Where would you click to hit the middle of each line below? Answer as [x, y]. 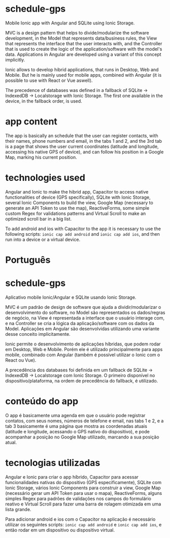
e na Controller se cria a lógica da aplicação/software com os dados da [80, 323]
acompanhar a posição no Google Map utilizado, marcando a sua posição [82, 437]
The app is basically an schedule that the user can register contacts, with [82, 136]
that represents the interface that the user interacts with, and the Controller [84, 43]
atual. [11, 442]
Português [28, 260]
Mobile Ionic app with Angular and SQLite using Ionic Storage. [70, 23]
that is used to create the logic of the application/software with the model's [84, 49]
